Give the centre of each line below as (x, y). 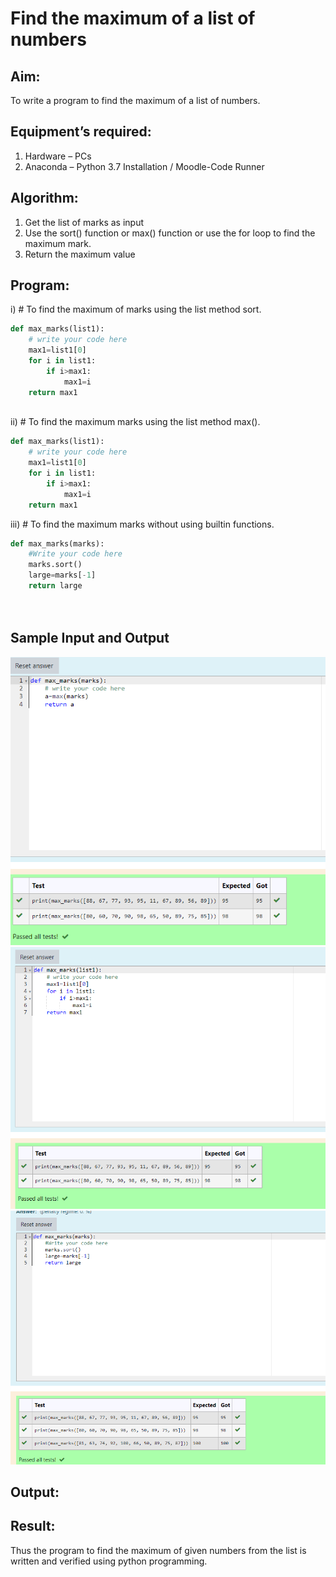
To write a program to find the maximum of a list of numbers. (135, 100)
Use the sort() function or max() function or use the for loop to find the (170, 233)
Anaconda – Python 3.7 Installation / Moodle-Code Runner (144, 166)
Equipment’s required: (81, 132)
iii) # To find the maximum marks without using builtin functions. (142, 524)
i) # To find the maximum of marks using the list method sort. (136, 309)
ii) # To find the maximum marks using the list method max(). (135, 422)
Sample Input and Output (90, 638)
